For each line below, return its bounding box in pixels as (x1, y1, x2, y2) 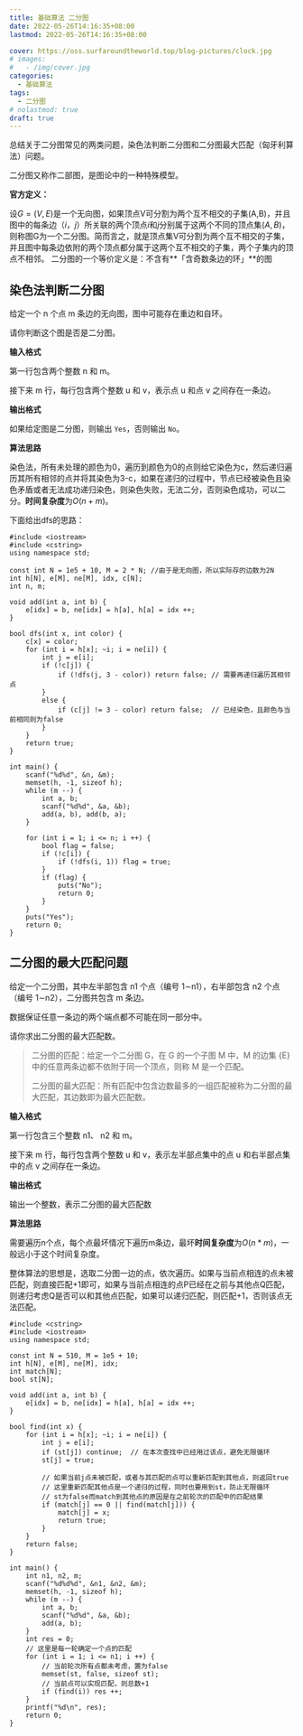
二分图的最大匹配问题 (9, 955, 128, 971)
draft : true (9, 114, 54, 123)
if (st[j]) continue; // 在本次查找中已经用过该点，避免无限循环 (41, 1447, 271, 1457)
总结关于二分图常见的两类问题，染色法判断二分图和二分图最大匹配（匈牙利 (9, 139, 286, 150)
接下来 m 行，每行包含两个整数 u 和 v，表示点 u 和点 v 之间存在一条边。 (9, 385, 276, 396)
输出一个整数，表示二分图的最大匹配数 (9, 1199, 151, 1209)
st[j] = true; (41, 1455, 95, 1464)
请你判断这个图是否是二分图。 (9, 327, 120, 339)
